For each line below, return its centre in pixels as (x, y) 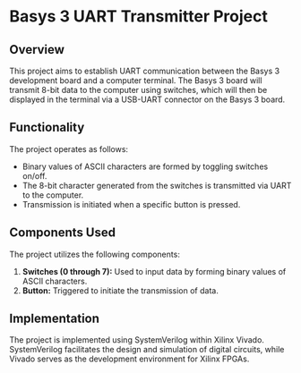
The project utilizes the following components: (95, 254)
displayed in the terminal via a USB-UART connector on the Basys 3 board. (147, 99)
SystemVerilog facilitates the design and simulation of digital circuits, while (147, 350)
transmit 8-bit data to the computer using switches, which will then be (138, 90)
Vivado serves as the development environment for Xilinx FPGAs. (129, 359)
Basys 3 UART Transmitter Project (139, 17)
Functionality (47, 127)
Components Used (63, 233)
